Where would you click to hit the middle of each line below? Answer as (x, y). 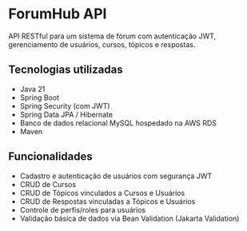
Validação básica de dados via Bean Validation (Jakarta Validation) (129, 218)
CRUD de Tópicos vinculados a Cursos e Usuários (102, 193)
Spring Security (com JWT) (65, 106)
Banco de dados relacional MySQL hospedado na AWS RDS (118, 123)
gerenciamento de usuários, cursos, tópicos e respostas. (102, 44)
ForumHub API (58, 14)
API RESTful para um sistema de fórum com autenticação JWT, (112, 36)
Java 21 (32, 89)
